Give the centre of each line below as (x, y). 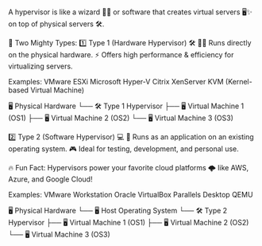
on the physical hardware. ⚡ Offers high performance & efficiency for (121, 55)
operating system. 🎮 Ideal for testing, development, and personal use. (124, 149)
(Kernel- (239, 82)
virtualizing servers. (40, 66)
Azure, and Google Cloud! (50, 179)
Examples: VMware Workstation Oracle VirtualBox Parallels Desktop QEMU (131, 195)
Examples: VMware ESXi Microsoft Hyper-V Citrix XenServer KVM (116, 82)
